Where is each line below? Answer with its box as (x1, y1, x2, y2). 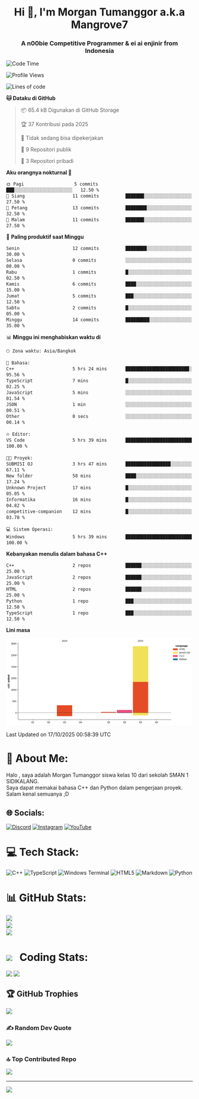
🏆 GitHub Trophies (6, 989, 79, 999)
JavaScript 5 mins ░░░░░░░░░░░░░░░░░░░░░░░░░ (6, 390, 192, 396)
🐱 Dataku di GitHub (6, 95, 56, 102)
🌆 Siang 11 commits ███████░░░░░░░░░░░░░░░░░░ (6, 193, 192, 199)
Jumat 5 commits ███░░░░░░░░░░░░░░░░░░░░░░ (6, 293, 192, 299)
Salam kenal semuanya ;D (6, 790, 69, 797)
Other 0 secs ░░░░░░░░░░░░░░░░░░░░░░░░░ (6, 413, 192, 420)
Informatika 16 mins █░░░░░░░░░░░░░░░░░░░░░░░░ (6, 497, 192, 503)
